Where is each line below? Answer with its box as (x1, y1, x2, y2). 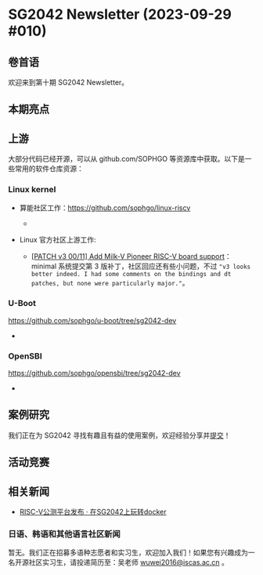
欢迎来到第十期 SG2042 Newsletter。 (8, 78, 129, 87)
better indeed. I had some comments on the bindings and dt (31, 270, 232, 278)
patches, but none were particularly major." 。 (31, 278, 189, 287)
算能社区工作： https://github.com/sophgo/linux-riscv (19, 202, 191, 213)
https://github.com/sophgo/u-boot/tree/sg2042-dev (8, 315, 177, 325)
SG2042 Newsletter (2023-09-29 (8, 5, 232, 24)
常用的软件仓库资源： (14, 164, 84, 173)
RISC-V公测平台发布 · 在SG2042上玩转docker (19, 508, 167, 517)
